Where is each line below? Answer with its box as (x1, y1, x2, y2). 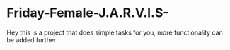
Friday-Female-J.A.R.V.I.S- (6, 5, 169, 21)
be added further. (6, 35, 58, 44)
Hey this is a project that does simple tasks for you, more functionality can (6, 28, 224, 37)
